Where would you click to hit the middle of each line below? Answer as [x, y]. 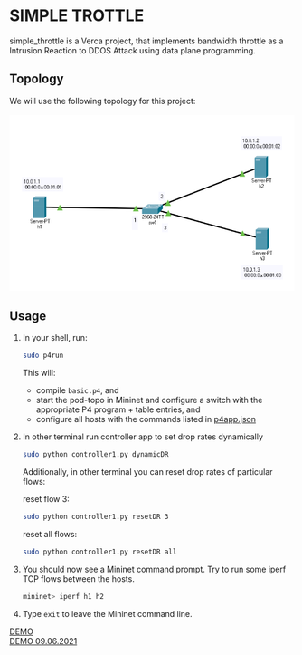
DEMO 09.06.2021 [43, 641]
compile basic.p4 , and [77, 390]
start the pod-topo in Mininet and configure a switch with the [149, 400]
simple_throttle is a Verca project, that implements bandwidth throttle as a [146, 41]
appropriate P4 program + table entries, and [118, 409]
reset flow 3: [46, 499]
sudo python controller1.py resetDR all [99, 552]
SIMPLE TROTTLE [77, 16]
